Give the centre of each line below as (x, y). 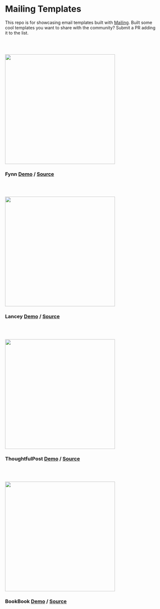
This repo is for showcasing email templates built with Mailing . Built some (79, 22)
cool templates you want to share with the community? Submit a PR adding (80, 27)
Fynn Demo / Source (30, 174)
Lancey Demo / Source (32, 316)
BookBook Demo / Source (36, 601)
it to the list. (17, 33)
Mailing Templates (43, 9)
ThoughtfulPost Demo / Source (43, 459)
